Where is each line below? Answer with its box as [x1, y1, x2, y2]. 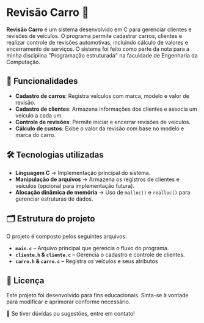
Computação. [6, 58, 41, 65]
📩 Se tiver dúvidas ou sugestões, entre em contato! [6, 310, 136, 317]
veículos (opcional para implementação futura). [15, 182, 135, 189]
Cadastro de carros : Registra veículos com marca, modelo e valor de [15, 92, 189, 100]
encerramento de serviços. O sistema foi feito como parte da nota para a [6, 45, 190, 53]
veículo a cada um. [15, 111, 63, 119]
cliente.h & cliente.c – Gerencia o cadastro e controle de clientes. [15, 251, 185, 259]
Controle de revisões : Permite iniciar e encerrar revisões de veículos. [15, 118, 191, 125]
